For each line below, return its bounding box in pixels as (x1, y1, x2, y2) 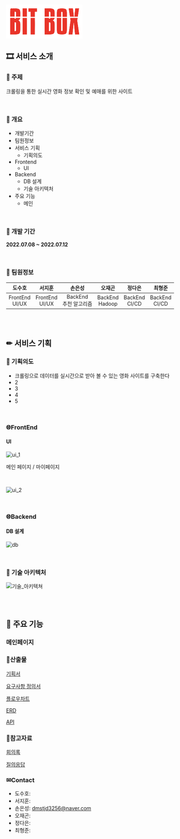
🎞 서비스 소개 (6, 52, 53, 62)
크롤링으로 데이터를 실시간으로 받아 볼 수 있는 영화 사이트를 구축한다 (14, 372, 170, 379)
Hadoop (98, 300, 118, 307)
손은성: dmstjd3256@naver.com (14, 805, 91, 812)
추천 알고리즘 (62, 300, 93, 307)
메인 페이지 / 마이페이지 (6, 463, 60, 470)
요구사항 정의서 (6, 683, 41, 690)
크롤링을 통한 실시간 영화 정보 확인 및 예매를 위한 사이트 (6, 88, 133, 95)
